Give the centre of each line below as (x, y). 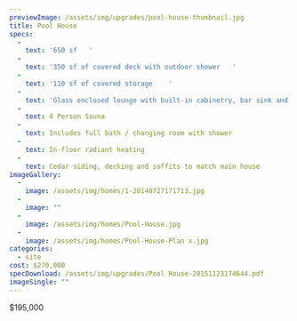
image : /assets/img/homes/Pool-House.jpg (103, 224)
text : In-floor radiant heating (85, 149)
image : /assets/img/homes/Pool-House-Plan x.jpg (117, 241)
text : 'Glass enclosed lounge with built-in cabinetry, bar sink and (157, 100)
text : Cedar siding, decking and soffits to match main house (143, 166)
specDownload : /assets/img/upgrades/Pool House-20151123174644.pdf (137, 274)
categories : (31, 249)
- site (29, 257)
